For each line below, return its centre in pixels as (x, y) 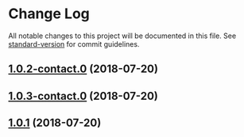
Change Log (49, 14)
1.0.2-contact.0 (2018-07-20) (83, 69)
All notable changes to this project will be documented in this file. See (122, 36)
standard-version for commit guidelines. (74, 44)
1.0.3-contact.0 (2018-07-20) (83, 96)
